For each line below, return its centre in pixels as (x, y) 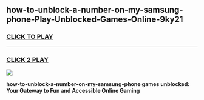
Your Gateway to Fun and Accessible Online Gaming (73, 90)
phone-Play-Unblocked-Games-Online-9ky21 (95, 20)
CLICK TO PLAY (30, 37)
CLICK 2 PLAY (27, 59)
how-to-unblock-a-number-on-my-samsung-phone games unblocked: (98, 84)
